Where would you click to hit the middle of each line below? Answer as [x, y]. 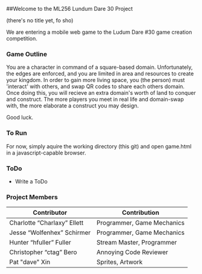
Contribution [140, 212]
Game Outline [27, 54]
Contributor [50, 212]
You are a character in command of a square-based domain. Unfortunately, [99, 67]
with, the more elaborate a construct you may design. [73, 106]
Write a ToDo [31, 181]
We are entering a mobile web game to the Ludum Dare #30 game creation [99, 32]
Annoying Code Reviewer [132, 252]
